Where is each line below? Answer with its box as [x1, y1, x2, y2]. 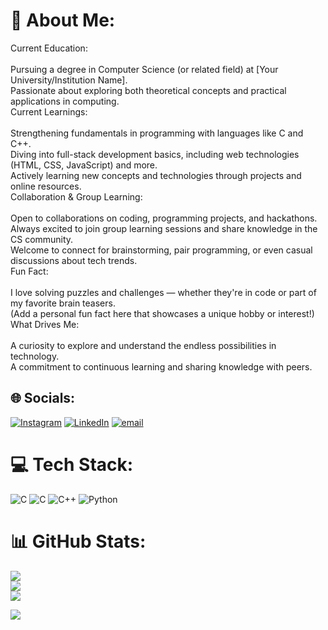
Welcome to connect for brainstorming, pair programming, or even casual [10, 244, 313, 256]
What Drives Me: [10, 318, 80, 330]
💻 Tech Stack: [10, 453, 134, 476]
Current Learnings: [10, 105, 88, 118]
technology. [10, 350, 60, 362]
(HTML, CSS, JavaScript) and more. [10, 159, 158, 171]
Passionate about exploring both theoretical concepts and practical [10, 84, 287, 96]
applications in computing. [10, 95, 120, 107]
